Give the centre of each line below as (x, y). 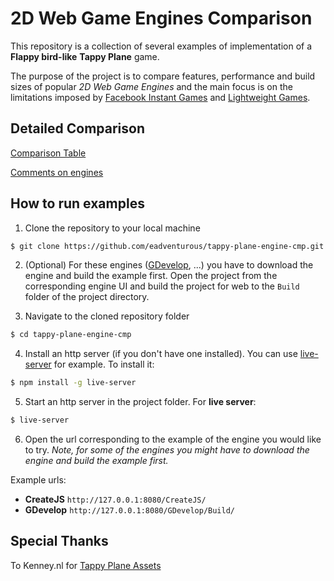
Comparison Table (48, 153)
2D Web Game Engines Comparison (161, 18)
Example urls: (38, 480)
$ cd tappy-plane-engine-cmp (71, 335)
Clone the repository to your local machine (112, 228)
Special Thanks (59, 541)
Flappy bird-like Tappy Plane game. (85, 56)
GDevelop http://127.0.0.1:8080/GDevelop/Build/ (129, 510)
